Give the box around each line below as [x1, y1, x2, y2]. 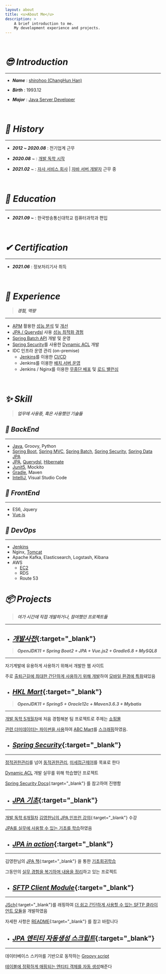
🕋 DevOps [5, 526, 36, 534]
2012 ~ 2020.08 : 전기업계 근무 [12, 145, 75, 151]
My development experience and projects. [14, 26, 100, 31]
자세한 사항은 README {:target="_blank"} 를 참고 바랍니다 [5, 919, 119, 924]
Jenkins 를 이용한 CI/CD [19, 354, 67, 360]
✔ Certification [5, 242, 68, 254]
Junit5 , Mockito [12, 464, 44, 470]
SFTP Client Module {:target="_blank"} [12, 883, 134, 892]
